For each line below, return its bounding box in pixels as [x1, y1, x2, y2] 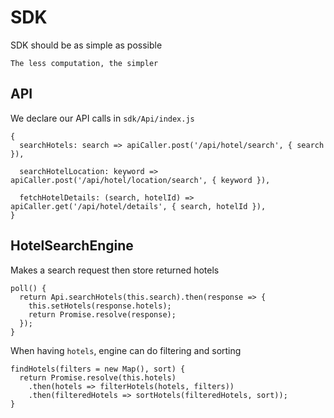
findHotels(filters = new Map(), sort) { [10, 364, 186, 374]
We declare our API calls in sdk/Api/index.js [10, 112, 195, 124]
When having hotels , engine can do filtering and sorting [10, 344, 242, 356]
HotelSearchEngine [10, 237, 134, 255]
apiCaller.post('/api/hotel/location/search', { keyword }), [10, 175, 271, 185]
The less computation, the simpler [10, 58, 159, 68]
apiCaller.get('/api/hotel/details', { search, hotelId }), [10, 201, 267, 211]
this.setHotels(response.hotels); [28, 301, 172, 311]
